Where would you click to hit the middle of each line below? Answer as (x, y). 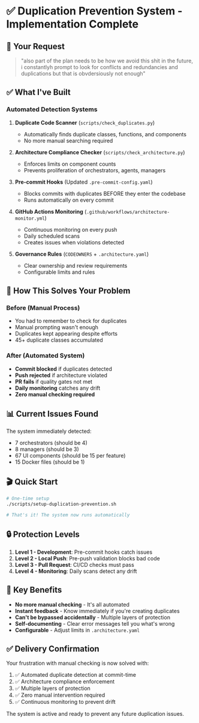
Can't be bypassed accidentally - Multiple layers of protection (93, 617)
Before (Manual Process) (43, 308)
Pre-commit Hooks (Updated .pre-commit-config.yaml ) (84, 182)
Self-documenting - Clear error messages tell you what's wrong (95, 623)
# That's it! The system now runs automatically (68, 515)
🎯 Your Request (35, 46)
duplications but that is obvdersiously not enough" (83, 74)
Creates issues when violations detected (74, 242)
